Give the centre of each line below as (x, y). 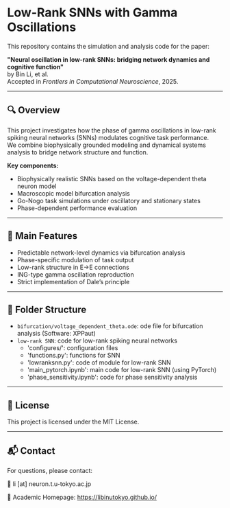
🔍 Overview (34, 110)
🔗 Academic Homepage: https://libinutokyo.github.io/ (82, 497)
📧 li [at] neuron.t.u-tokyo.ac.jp (49, 484)
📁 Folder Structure (47, 309)
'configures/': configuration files (73, 348)
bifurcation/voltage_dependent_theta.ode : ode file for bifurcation (110, 326)
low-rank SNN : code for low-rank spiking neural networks (97, 340)
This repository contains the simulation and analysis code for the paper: (108, 46)
